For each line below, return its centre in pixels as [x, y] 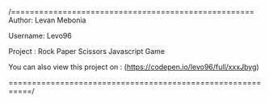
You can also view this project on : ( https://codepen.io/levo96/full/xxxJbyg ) [134, 67]
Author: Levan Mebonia [47, 20]
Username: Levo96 [40, 36]
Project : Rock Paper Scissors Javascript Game [87, 51]
